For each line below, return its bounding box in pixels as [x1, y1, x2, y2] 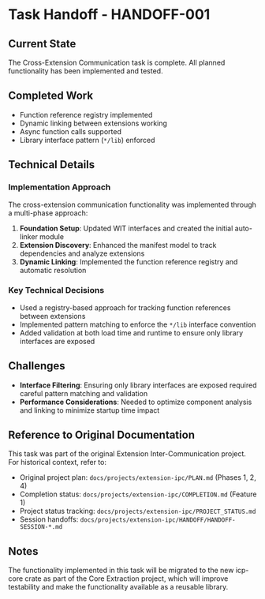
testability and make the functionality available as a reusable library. [8, 582, 229, 592]
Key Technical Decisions [8, 285, 105, 296]
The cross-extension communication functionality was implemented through [8, 200, 256, 209]
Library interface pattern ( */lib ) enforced [19, 135, 155, 144]
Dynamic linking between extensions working [19, 118, 168, 128]
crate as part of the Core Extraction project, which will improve [24, 574, 229, 583]
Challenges [8, 359, 65, 373]
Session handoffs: [19, 515, 79, 524]
